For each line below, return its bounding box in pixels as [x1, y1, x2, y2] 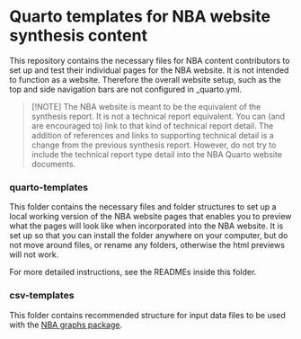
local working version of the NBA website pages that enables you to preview [9, 211, 292, 222]
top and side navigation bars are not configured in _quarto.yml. [9, 84, 243, 94]
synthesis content [9, 25, 148, 46]
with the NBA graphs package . [9, 319, 123, 330]
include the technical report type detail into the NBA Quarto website [31, 148, 283, 159]
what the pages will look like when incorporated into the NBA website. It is [9, 220, 284, 231]
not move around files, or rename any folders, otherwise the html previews [9, 240, 286, 251]
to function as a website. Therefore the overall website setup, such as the [9, 74, 281, 85]
